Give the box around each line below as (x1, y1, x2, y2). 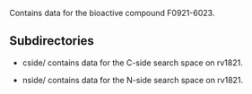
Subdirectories (9, 33, 94, 48)
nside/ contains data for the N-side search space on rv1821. (22, 74, 244, 85)
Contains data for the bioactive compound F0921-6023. (9, 8, 215, 18)
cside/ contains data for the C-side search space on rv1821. (22, 57, 244, 68)
